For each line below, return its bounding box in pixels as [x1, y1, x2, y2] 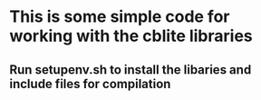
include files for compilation [9, 75, 171, 92]
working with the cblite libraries [9, 25, 254, 46]
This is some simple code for [9, 6, 230, 27]
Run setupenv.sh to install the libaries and [9, 62, 252, 77]
